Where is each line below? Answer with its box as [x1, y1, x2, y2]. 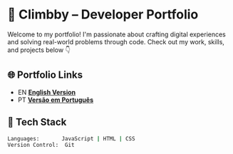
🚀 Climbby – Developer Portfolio [7, 6, 199, 23]
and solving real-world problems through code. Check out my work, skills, [7, 37, 224, 46]
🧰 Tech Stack [7, 116, 67, 128]
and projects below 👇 [7, 46, 71, 54]
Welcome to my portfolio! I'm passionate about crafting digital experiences [7, 30, 227, 38]
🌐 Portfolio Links [7, 69, 83, 81]
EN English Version [17, 88, 76, 96]
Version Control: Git [7, 142, 75, 149]
